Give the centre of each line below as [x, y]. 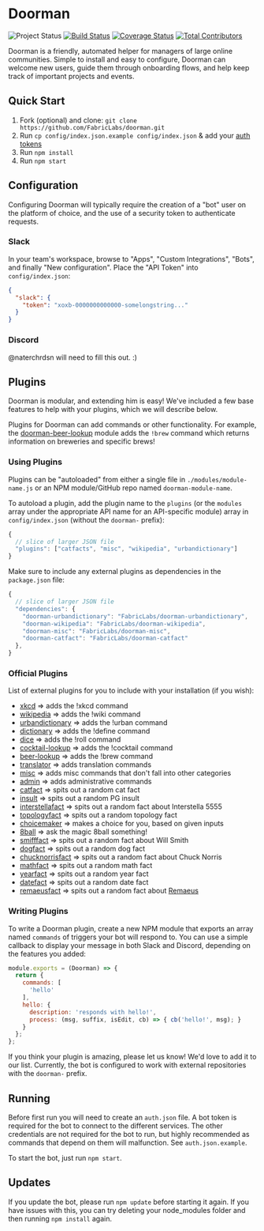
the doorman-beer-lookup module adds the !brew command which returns [129, 433]
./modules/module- [217, 480]
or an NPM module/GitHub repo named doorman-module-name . [134, 488]
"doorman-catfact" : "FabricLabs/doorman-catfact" [106, 638]
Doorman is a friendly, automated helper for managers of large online [121, 51]
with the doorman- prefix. [48, 1074]
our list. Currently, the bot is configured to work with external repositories [127, 1065]
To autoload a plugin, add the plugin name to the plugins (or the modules [125, 503]
